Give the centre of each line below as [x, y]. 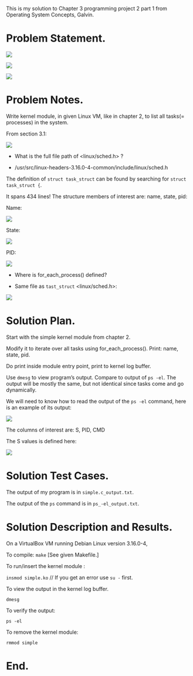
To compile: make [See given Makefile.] [53, 555]
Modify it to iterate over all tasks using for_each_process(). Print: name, [92, 348]
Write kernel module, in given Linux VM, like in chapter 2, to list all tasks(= [95, 116]
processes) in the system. [37, 122]
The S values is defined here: [41, 441]
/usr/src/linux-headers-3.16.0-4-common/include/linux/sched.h [91, 167]
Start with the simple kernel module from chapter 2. [68, 337]
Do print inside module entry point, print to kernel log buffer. [79, 366]
